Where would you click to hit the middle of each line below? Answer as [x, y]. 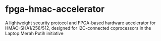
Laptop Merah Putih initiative [34, 33]
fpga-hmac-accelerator [55, 9]
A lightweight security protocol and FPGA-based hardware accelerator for [80, 23]
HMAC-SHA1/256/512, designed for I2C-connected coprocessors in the [78, 28]
